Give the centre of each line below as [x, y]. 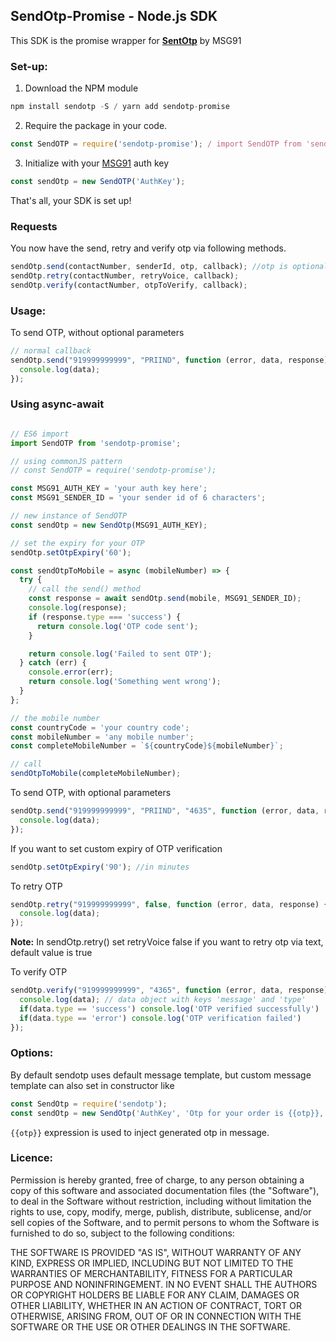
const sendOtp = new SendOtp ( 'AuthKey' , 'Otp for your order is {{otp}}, [167, 1113]
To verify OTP [39, 972]
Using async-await [57, 404]
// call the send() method [84, 589]
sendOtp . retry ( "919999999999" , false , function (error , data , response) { [169, 904]
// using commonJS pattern [66, 461]
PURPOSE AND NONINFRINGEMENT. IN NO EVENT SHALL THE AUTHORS [164, 1284]
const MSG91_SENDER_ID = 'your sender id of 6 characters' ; [138, 498]
